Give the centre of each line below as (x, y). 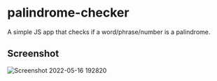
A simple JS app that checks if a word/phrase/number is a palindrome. (109, 32)
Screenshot (33, 54)
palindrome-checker (68, 13)
